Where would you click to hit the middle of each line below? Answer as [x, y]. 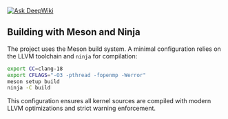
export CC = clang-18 [35, 69]
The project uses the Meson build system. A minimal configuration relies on [114, 49]
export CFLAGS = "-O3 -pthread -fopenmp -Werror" [77, 75]
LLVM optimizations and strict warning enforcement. [82, 108]
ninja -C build [29, 88]
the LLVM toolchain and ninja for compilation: [72, 56]
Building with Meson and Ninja [74, 32]
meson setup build [33, 82]
